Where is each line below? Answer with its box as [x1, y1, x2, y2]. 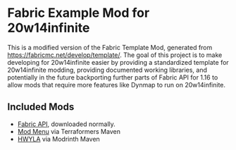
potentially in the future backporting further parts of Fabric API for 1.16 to [7, 73, 218, 82]
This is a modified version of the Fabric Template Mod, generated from [7, 43, 213, 51]
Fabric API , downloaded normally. [17, 120, 116, 128]
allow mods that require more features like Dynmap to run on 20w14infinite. [7, 80, 226, 89]
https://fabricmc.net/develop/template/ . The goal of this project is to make [7, 51, 223, 59]
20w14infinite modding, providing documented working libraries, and [7, 65, 208, 74]
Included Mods [7, 101, 75, 113]
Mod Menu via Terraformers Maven [17, 127, 121, 135]
